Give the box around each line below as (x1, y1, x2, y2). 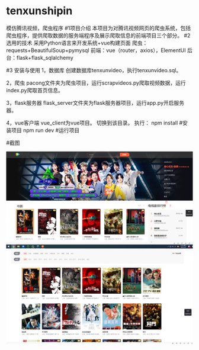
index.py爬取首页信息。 (6, 86, 63, 94)
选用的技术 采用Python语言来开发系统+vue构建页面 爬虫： (6, 39, 148, 46)
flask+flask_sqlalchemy (16, 54, 73, 61)
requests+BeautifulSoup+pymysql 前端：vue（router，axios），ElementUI (6, 46, 186, 54)
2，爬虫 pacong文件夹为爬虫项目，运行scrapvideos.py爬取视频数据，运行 (6, 79, 187, 86)
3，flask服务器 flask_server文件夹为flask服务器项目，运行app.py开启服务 (6, 99, 185, 106)
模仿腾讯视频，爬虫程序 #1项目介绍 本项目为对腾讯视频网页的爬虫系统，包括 (6, 24, 191, 31)
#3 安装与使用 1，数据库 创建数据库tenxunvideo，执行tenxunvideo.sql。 (6, 66, 182, 73)
